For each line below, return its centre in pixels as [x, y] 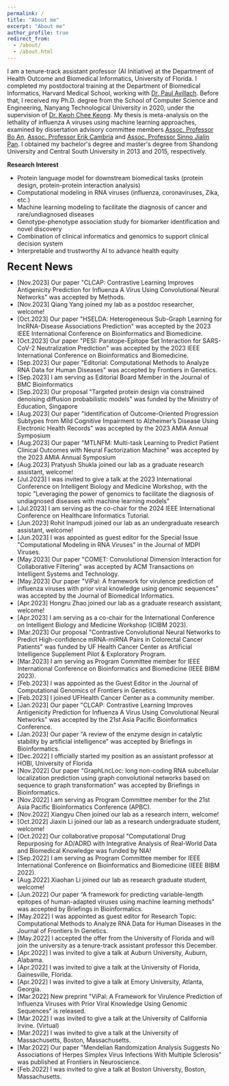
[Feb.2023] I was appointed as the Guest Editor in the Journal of [107, 683]
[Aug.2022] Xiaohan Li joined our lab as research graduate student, [112, 880]
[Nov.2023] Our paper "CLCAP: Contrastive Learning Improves [105, 282]
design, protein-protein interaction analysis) [79, 185]
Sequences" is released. [51, 1011]
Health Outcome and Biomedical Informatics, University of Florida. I [102, 78]
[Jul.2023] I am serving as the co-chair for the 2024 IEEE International [116, 508]
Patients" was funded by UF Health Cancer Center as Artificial [105, 647]
